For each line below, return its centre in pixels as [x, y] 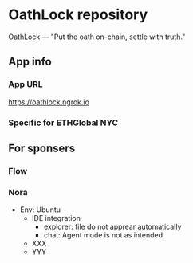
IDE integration [56, 218]
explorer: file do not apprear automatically [112, 227]
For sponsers [42, 148]
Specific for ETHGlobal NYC [63, 123]
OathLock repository [78, 15]
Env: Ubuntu [40, 210]
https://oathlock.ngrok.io [49, 102]
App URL [26, 84]
